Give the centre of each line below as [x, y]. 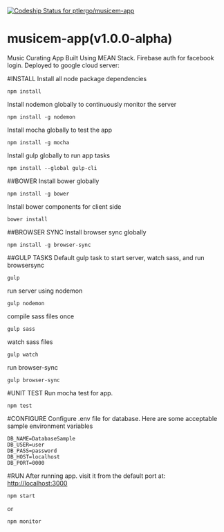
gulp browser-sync [34, 380]
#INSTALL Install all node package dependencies [77, 78]
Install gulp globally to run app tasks [59, 155]
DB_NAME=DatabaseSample [41, 438]
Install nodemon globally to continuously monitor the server [92, 104]
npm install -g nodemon [41, 117]
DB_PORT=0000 [26, 463]
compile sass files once [41, 316]
